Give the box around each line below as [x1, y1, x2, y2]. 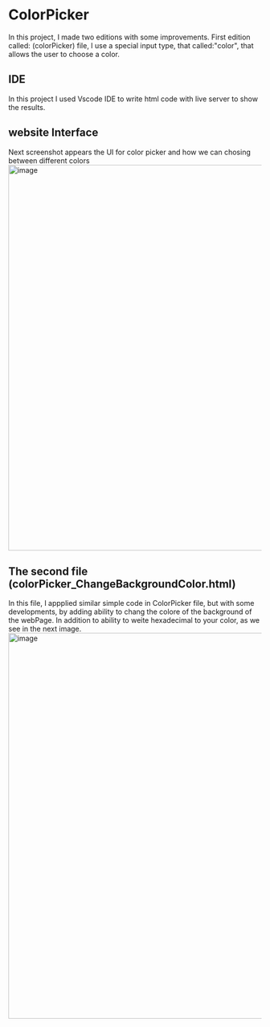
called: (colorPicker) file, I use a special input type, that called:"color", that [8, 40, 254, 50]
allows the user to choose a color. [8, 49, 121, 59]
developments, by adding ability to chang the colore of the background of [8, 607, 252, 616]
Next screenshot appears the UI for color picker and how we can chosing [8, 147, 252, 157]
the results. [8, 102, 46, 112]
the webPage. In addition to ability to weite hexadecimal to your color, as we [8, 616, 260, 625]
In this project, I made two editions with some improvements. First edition [8, 32, 251, 42]
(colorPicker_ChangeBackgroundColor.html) [8, 577, 236, 591]
